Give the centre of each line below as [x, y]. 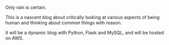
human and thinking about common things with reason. [64, 23]
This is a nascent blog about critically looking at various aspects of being [83, 17]
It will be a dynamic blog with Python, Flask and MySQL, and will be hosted [85, 32]
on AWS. [15, 38]
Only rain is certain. [26, 7]
